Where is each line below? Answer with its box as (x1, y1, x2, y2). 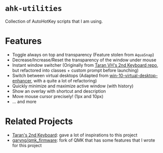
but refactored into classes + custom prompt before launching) (12, 67, 139, 73)
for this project (12, 142, 42, 148)
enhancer (12, 77, 32, 83)
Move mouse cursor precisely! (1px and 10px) (12, 93, 104, 99)
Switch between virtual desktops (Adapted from (12, 73, 109, 78)
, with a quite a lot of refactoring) (31, 77, 97, 83)
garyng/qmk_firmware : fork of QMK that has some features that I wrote (12, 137, 155, 143)
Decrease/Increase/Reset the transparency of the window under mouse (12, 57, 157, 63)
